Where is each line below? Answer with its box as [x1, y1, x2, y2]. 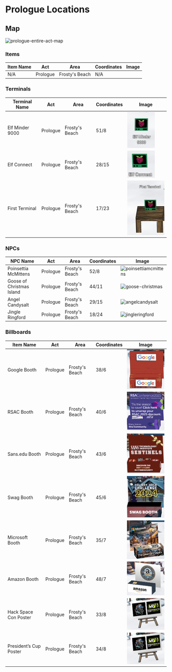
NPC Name [10, 258, 34, 264]
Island [7, 289, 20, 295]
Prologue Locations [5, 4, 90, 15]
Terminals [5, 85, 31, 93]
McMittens [7, 271, 30, 277]
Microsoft [7, 534, 28, 541]
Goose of [7, 278, 27, 284]
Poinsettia [7, 266, 29, 271]
